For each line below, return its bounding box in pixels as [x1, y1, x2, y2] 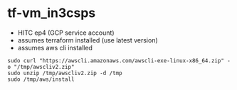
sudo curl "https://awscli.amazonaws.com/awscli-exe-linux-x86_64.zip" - [7, 57, 231, 64]
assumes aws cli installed [17, 43, 93, 52]
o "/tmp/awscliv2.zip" [7, 63, 75, 70]
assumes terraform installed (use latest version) [17, 35, 158, 44]
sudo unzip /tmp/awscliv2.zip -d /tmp [7, 69, 122, 77]
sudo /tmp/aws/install [7, 76, 75, 83]
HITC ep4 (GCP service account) [17, 28, 115, 37]
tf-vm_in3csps [7, 5, 96, 21]
